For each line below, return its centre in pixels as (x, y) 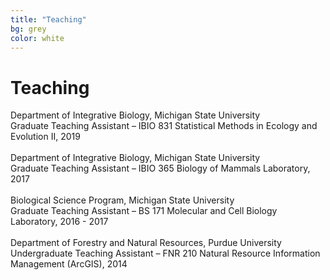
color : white (37, 38)
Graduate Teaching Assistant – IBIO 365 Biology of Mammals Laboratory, (160, 168)
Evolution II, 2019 (45, 137)
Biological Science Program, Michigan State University (122, 200)
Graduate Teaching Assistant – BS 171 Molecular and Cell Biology (144, 211)
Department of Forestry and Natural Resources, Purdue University (146, 243)
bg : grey (28, 29)
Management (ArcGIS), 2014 (69, 264)
